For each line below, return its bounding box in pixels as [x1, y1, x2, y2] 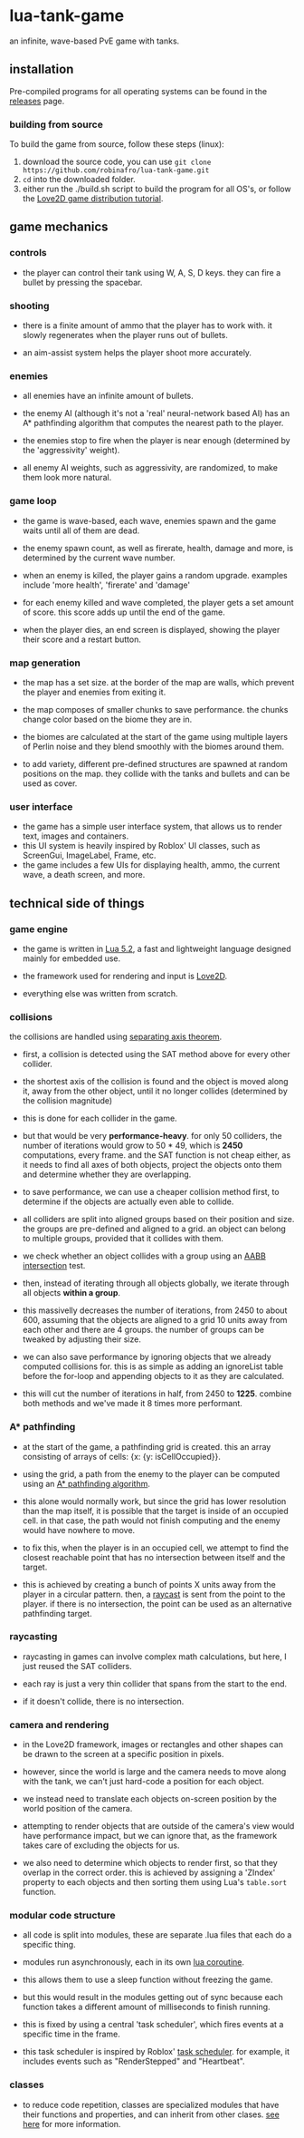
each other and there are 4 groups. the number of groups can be [22, 1325, 265, 1336]
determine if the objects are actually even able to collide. [22, 1196, 234, 1207]
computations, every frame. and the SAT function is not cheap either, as [22, 1150, 291, 1161]
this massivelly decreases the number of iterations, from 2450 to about [22, 1305, 288, 1316]
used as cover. [22, 777, 78, 789]
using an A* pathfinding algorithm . [22, 1478, 151, 1489]
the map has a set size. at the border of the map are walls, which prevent [22, 676, 295, 687]
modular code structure [9, 1910, 116, 1922]
